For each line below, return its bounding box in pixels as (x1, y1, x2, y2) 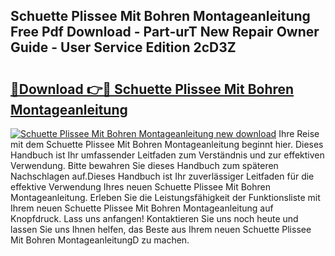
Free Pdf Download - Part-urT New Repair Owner (10, 24, 320, 41)
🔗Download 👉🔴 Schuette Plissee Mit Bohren (10, 80, 295, 98)
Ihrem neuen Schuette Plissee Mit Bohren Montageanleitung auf (10, 202, 274, 214)
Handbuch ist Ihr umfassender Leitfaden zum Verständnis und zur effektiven (10, 149, 325, 161)
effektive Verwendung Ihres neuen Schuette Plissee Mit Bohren (10, 181, 271, 193)
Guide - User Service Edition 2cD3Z (10, 39, 237, 56)
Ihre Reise (278, 128, 320, 139)
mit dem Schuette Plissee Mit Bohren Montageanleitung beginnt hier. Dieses (10, 139, 324, 150)
